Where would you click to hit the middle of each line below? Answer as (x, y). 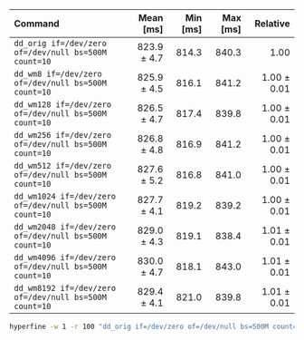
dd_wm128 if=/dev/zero (62, 105)
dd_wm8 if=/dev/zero (58, 74)
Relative (272, 24)
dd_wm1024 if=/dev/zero (65, 196)
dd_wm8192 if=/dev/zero (65, 288)
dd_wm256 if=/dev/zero (62, 135)
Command (37, 24)
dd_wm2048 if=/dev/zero (65, 227)
